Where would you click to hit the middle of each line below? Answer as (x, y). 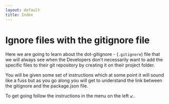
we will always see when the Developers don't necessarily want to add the (84, 60)
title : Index (19, 15)
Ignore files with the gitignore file (78, 40)
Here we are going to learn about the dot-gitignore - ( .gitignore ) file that (83, 54)
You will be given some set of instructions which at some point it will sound (85, 75)
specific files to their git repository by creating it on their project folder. (80, 65)
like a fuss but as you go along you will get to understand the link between (84, 80)
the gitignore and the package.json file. (47, 86)
